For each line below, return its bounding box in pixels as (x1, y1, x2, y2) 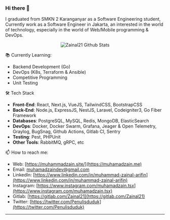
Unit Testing (12, 80, 38, 86)
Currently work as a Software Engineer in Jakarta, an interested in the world (5, 21, 163, 27)
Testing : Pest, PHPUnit (12, 134, 61, 140)
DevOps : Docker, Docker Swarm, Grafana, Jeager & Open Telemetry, (12, 123, 157, 129)
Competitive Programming (12, 74, 67, 80)
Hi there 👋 (5, 5, 30, 12)
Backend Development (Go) (12, 64, 71, 70)
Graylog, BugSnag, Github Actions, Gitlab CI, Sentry (12, 128, 120, 135)
